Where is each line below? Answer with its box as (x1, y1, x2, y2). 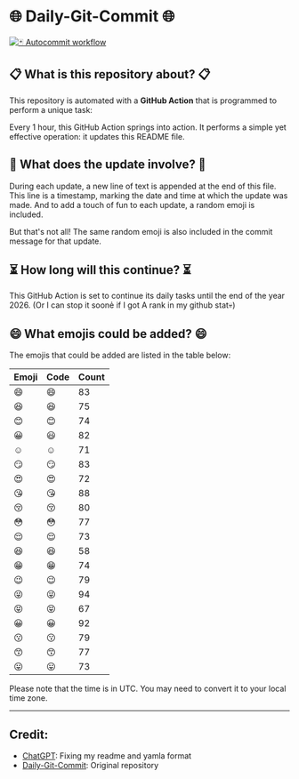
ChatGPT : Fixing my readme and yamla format (21, 751, 192, 761)
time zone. (9, 693, 48, 703)
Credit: (9, 727, 49, 742)
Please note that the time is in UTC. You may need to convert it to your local (9, 683, 287, 695)
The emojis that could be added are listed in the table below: (9, 349, 231, 361)
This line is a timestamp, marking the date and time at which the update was (9, 189, 288, 201)
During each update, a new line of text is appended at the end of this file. (9, 181, 277, 191)
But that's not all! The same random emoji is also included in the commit (9, 226, 273, 237)
